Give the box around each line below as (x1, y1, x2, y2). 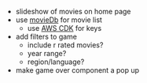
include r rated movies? (27, 40, 104, 50)
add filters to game (15, 32, 77, 41)
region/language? (27, 57, 85, 66)
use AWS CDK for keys (27, 24, 102, 32)
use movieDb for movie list (15, 15, 102, 25)
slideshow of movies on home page (15, 7, 131, 16)
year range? (27, 49, 67, 58)
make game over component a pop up (15, 66, 140, 74)
